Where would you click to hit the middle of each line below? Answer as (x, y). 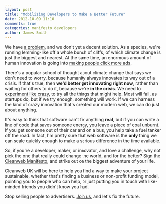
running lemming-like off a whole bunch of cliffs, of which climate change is (83, 52)
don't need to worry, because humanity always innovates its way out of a (80, 78)
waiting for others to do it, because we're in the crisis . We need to (73, 89)
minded (13, 187)
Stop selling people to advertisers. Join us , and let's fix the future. (73, 196)
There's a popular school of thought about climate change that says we (78, 73)
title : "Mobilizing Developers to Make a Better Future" (65, 14)
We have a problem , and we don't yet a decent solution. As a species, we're (83, 47)
